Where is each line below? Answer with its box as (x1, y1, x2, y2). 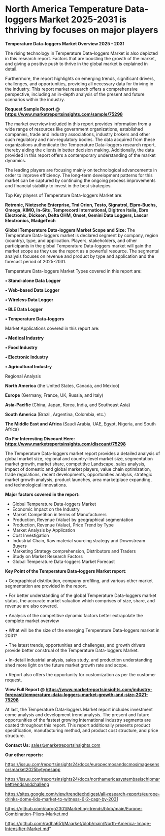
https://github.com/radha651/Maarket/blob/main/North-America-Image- (5, 820, 151, 826)
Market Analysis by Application (12, 527, 75, 533)
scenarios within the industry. (5, 96, 65, 102)
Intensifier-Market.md (5, 826, 49, 832)
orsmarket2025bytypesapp (5, 766, 61, 772)
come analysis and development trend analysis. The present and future (5, 711, 150, 718)
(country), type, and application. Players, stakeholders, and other (5, 238, 137, 244)
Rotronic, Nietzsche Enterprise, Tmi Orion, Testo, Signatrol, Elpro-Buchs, (5, 202, 157, 208)
